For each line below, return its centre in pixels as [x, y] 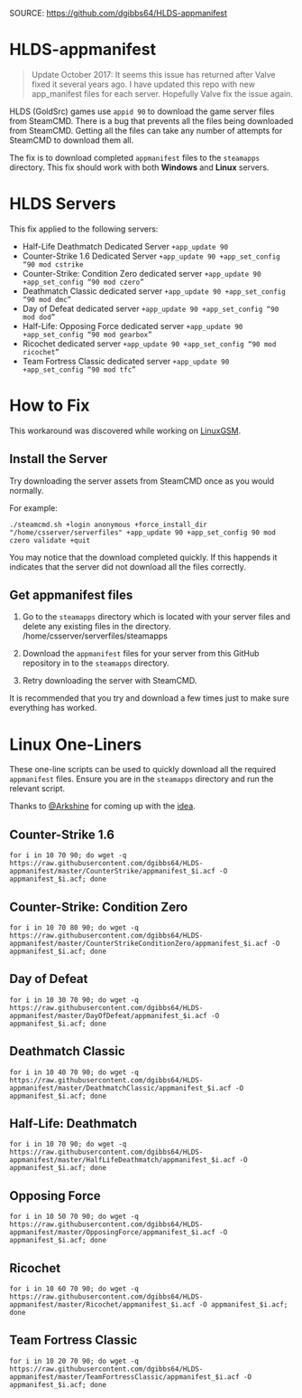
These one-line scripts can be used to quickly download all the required [143, 770]
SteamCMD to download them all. [72, 140]
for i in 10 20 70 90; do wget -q [74, 1361]
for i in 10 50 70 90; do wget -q [74, 1217]
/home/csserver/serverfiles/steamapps [95, 636]
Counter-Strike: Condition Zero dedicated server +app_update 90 [142, 273]
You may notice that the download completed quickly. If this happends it [143, 557]
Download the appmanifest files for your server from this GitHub [141, 654]
